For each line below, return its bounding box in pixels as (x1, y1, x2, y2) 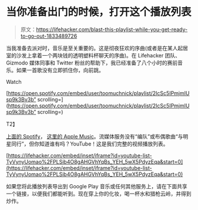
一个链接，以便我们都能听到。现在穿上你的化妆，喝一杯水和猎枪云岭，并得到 (6, 190, 192, 197)
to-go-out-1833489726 (20, 32, 78, 39)
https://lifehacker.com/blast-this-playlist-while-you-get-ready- (36, 26, 188, 33)
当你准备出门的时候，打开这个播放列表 (6, 5, 192, 19)
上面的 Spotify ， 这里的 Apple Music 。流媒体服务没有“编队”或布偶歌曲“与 (6, 133, 183, 140)
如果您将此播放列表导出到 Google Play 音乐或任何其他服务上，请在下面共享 (6, 182, 188, 189)
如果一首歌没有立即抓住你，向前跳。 (16, 66, 104, 73)
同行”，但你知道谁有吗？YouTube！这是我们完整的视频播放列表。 (11, 140, 169, 147)
